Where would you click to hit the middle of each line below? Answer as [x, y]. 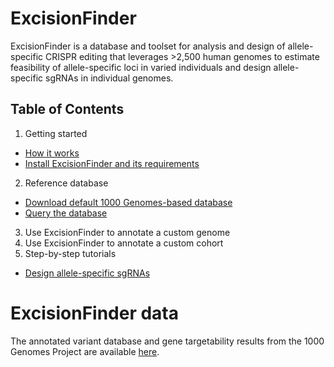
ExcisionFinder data [94, 313]
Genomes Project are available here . [85, 351]
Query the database [66, 213]
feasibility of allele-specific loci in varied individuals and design [141, 67]
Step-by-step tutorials [70, 253]
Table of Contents [67, 109]
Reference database [66, 183]
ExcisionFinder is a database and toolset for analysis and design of [148, 46]
